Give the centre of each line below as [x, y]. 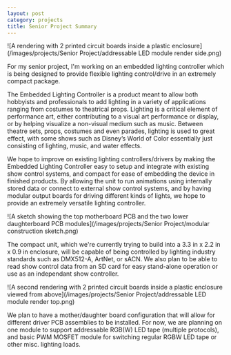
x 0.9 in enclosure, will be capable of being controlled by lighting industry [111, 252]
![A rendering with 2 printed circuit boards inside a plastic [89, 46]
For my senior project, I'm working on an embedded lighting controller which [116, 67]
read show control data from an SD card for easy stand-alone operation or [113, 267]
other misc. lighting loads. [44, 345]
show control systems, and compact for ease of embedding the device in [111, 174]
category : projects [35, 20]
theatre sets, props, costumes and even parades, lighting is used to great [111, 131]
